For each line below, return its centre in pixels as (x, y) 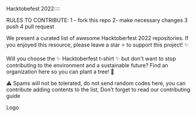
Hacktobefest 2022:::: (33, 9)
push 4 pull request (30, 27)
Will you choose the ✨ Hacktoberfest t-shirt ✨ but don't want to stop (91, 59)
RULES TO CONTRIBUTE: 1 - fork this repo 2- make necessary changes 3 (97, 20)
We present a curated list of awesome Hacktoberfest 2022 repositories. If (97, 38)
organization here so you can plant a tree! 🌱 (60, 72)
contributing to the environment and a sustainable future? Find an (87, 65)
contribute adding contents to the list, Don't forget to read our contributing (98, 90)
